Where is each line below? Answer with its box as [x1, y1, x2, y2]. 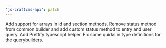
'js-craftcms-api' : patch [5, 7, 59, 12]
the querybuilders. [5, 37, 44, 43]
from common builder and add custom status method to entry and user [5, 26, 152, 32]
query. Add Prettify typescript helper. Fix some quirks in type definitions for [5, 31, 161, 37]
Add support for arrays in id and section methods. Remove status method [5, 21, 157, 27]
